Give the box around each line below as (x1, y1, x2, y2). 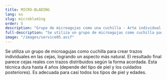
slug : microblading (5, 16, 46, 21)
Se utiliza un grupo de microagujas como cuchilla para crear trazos (5, 48, 143, 54)
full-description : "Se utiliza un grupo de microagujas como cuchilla (5, 30, 155, 35)
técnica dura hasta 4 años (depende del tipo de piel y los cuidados (5, 64, 142, 70)
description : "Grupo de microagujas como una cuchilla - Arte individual (5, 26, 162, 31)
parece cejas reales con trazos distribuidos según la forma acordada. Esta (5, 59, 158, 65)
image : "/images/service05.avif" (5, 35, 75, 40)
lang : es (5, 12, 23, 17)
